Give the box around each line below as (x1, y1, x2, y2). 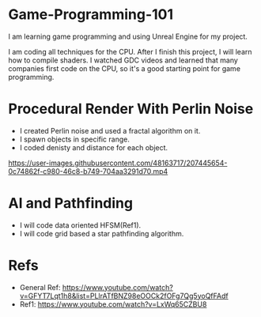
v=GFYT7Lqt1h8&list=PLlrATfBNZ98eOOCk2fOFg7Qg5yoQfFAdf (19, 291, 229, 300)
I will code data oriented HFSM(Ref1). (19, 220, 142, 230)
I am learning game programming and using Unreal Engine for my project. (8, 32, 248, 41)
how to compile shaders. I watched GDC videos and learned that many (8, 55, 239, 65)
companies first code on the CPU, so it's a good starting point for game (8, 63, 241, 73)
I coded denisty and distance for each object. (19, 142, 168, 152)
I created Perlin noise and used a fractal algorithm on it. (19, 126, 201, 135)
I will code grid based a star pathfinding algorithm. (19, 228, 184, 238)
